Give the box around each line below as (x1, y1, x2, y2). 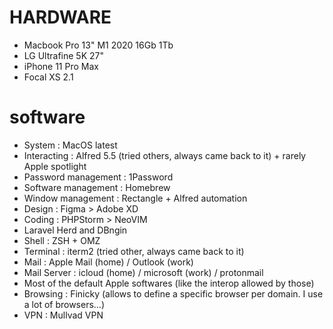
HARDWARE (9, 6, 112, 29)
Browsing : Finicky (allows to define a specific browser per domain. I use (23, 287, 324, 300)
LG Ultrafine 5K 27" (23, 49, 104, 61)
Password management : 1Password (23, 171, 174, 183)
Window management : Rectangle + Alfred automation (23, 192, 248, 204)
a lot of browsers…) (23, 298, 106, 310)
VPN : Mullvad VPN (23, 309, 104, 321)
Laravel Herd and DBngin (23, 224, 128, 236)
